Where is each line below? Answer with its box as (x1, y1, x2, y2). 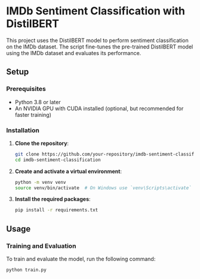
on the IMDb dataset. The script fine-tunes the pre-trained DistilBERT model (6, 43, 193, 50)
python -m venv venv (14, 179, 66, 185)
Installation (6, 126, 40, 134)
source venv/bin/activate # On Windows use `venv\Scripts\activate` (14, 184, 192, 191)
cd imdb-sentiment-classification (14, 157, 101, 163)
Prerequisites (6, 85, 46, 93)
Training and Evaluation (6, 241, 76, 250)
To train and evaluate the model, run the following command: (6, 255, 156, 262)
